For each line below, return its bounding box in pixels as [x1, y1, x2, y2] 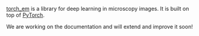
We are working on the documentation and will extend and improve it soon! [6, 23, 194, 30]
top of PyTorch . [6, 11, 45, 19]
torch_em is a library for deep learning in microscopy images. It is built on [6, 5, 189, 12]
